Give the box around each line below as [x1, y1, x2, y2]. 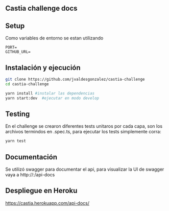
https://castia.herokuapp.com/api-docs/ [5, 200, 90, 206]
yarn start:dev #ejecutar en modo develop [5, 96, 100, 101]
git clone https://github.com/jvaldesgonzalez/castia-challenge [5, 77, 145, 82]
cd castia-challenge [5, 81, 50, 86]
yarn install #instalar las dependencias [5, 90, 95, 96]
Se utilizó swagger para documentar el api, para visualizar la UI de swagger [5, 166, 164, 173]
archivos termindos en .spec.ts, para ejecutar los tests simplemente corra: [5, 129, 162, 135]
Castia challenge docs [5, 4, 78, 13]
